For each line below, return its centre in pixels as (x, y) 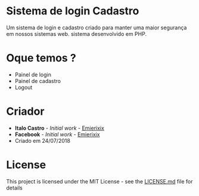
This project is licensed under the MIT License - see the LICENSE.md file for (99, 181)
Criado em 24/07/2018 (42, 140)
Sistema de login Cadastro (73, 11)
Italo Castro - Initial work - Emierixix (59, 128)
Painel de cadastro (38, 81)
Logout (24, 87)
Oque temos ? (41, 58)
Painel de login (33, 74)
